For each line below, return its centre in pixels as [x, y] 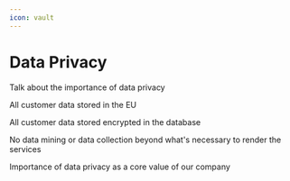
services [25, 149]
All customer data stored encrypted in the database [105, 122]
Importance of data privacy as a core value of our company [120, 167]
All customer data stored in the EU [73, 104]
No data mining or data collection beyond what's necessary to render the [145, 140]
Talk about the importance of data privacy [87, 87]
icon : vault [32, 18]
